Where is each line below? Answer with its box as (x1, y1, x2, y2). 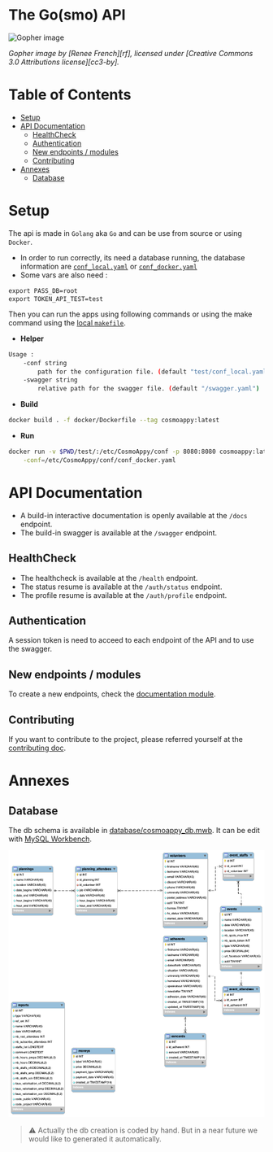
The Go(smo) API (8, 6, 126, 24)
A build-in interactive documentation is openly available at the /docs (19, 510, 248, 520)
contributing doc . (8, 743, 67, 753)
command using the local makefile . (8, 317, 126, 327)
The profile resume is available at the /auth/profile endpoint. (19, 590, 227, 600)
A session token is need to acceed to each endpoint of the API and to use (8, 635, 254, 645)
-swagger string (23, 376, 79, 384)
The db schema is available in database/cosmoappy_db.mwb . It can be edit (8, 826, 260, 835)
